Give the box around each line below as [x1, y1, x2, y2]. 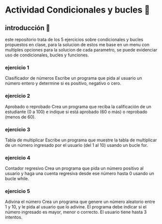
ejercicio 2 [5, 92, 30, 99]
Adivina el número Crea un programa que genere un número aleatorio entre [5, 199, 156, 205]
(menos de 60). [5, 114, 36, 120]
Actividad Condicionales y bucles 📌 [5, 4, 150, 16]
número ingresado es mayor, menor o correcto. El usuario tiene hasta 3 [5, 209, 147, 215]
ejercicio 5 [5, 188, 30, 195]
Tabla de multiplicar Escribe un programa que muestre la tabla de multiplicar [5, 137, 157, 143]
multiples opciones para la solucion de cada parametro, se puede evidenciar [5, 47, 158, 52]
